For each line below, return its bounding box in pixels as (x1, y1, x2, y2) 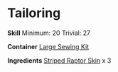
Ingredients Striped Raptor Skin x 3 (7, 56, 112, 65)
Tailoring (7, 5, 61, 21)
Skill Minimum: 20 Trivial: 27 (7, 29, 91, 37)
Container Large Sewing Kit (7, 42, 90, 51)
